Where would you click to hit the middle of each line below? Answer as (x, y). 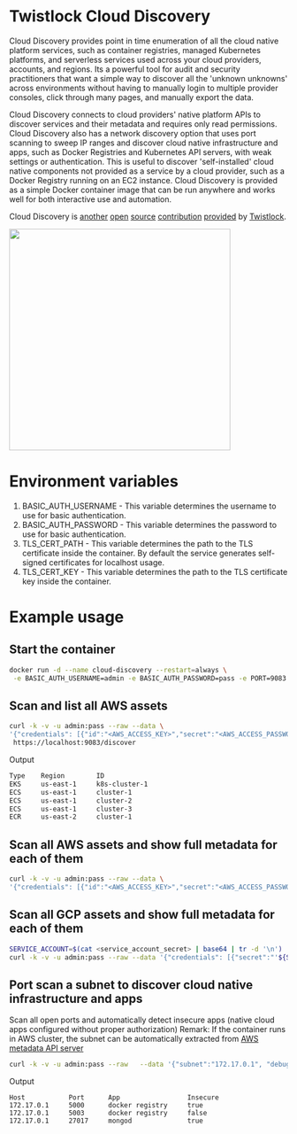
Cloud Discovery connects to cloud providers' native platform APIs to (135, 114)
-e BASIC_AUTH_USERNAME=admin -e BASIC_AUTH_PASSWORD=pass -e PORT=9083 (150, 678)
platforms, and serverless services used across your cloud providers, (136, 59)
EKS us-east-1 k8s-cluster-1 (79, 784)
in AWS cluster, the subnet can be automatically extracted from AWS (134, 1039)
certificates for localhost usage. (107, 562)
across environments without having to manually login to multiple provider (144, 88)
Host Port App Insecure (114, 1098)
